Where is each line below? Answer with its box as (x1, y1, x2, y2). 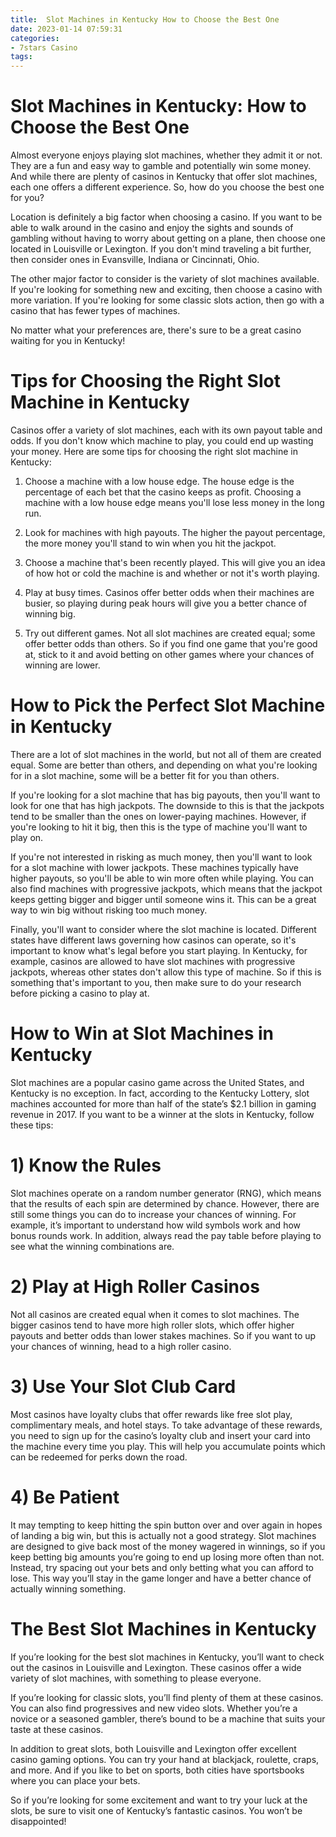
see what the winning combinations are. (10, 1240, 175, 1252)
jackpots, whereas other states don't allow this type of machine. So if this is (10, 966, 322, 978)
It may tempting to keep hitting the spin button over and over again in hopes (10, 1519, 323, 1531)
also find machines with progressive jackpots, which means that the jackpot (10, 882, 323, 895)
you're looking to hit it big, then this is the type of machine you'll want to (10, 821, 308, 833)
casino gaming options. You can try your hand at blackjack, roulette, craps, (10, 1753, 320, 1765)
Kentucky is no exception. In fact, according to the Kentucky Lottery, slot (10, 1087, 310, 1099)
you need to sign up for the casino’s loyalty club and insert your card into (10, 1429, 311, 1441)
